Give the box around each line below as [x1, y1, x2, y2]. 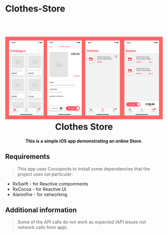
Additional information [5, 205, 77, 214]
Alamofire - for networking [12, 191, 67, 197]
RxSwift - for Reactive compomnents [12, 180, 88, 186]
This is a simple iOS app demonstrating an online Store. [25, 138, 143, 144]
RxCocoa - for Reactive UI [12, 186, 66, 192]
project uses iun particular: [17, 171, 73, 177]
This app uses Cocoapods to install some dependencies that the [17, 165, 150, 171]
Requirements [5, 152, 50, 161]
